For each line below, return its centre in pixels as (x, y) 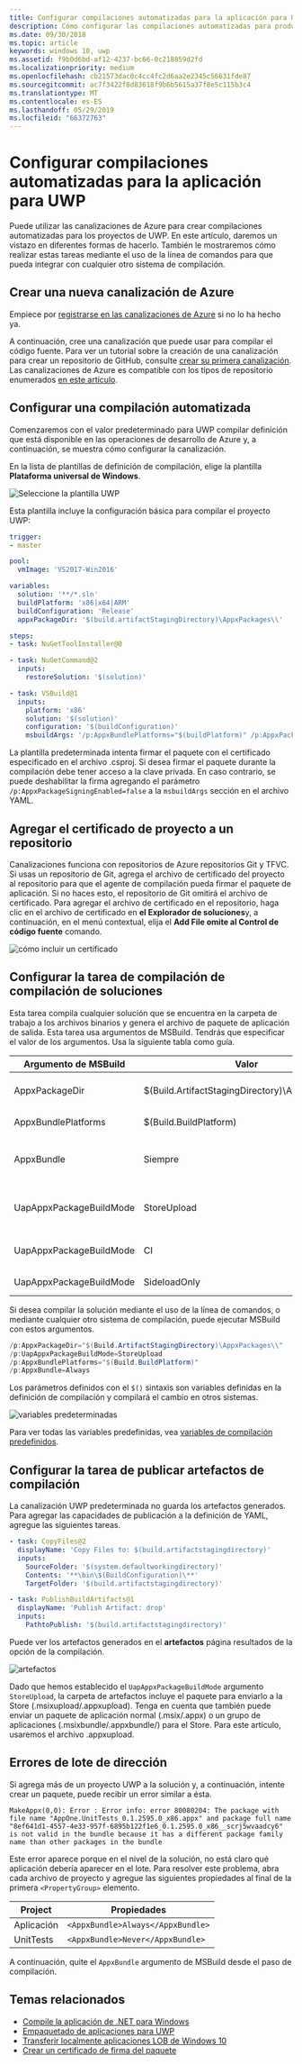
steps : (22, 636)
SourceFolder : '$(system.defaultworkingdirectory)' (124, 1567)
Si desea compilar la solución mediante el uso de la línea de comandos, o (145, 1309)
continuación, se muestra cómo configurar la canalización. (118, 449)
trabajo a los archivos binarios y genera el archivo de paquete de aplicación (150, 1023)
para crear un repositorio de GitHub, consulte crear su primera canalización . (151, 360)
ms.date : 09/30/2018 (48, 34)
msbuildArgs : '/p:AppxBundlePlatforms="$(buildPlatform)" (136, 735)
